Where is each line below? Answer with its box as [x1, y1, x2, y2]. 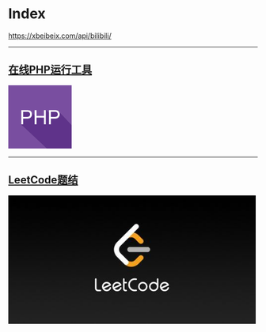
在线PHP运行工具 [8, 63, 93, 77]
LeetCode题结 [8, 173, 78, 187]
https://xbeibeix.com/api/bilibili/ [8, 31, 112, 40]
